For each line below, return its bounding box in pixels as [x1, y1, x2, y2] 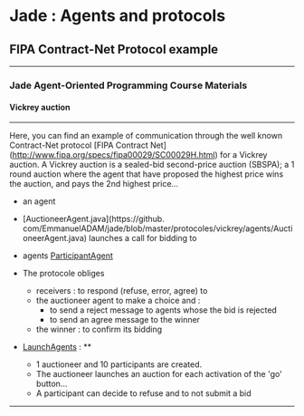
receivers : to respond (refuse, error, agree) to [35, 285, 208, 296]
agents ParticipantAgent [22, 250, 113, 261]
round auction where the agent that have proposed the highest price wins [9, 169, 284, 179]
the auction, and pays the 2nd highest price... [9, 179, 179, 189]
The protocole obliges [22, 268, 105, 279]
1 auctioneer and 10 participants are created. [35, 359, 203, 370]
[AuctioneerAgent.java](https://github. [22, 214, 165, 225]
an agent [22, 196, 56, 207]
